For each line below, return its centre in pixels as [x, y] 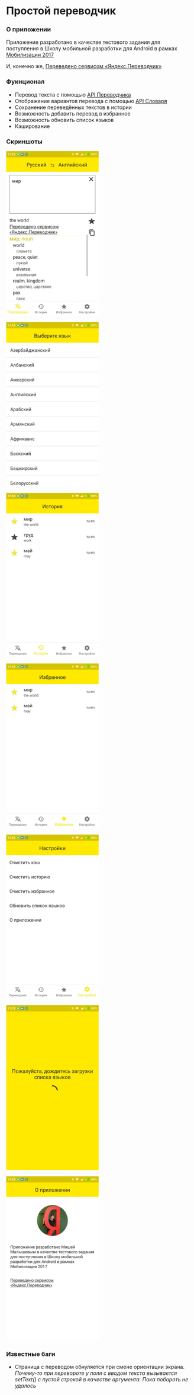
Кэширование [32, 126]
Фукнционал [25, 82]
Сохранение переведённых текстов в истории [73, 107]
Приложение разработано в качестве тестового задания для [83, 42]
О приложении [29, 30]
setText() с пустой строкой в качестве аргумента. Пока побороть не [101, 1380]
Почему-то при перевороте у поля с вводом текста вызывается [96, 1373]
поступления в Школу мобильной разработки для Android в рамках [92, 49]
